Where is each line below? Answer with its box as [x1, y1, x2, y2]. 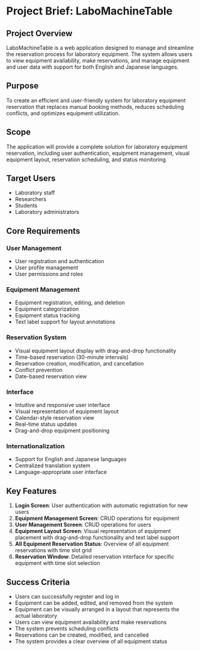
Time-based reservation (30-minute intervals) [14, 354, 129, 361]
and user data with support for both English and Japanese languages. [6, 63, 179, 70]
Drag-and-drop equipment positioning [14, 427, 110, 434]
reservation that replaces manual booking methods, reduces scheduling [6, 103, 184, 110]
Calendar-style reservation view [14, 414, 95, 422]
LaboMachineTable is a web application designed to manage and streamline [6, 44, 194, 51]
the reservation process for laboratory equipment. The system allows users [6, 51, 193, 58]
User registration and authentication [14, 258, 105, 265]
